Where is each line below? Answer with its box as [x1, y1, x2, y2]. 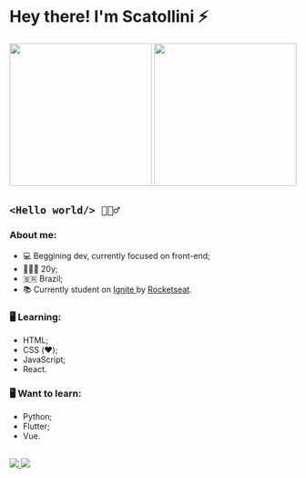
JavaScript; [22, 354, 66, 365]
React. [22, 363, 47, 374]
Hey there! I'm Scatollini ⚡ [9, 6, 209, 27]
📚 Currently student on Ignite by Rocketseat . [22, 284, 193, 295]
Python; [22, 411, 53, 422]
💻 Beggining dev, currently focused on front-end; [22, 250, 211, 261]
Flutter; [22, 421, 50, 432]
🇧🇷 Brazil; [22, 273, 64, 284]
